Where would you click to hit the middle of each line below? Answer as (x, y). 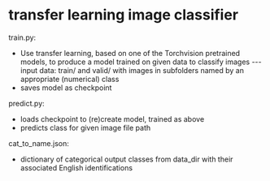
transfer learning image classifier (123, 15)
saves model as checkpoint (66, 88)
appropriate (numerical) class (70, 79)
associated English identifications (76, 167)
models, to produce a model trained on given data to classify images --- (141, 62)
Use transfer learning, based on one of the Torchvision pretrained (130, 53)
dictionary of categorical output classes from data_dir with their (126, 159)
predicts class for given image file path (85, 127)
